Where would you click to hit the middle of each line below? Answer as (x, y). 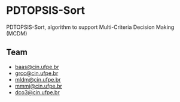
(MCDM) (17, 33)
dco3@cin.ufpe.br (37, 92)
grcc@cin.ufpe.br (36, 73)
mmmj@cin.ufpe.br (39, 86)
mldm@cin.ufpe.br (38, 79)
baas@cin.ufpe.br (37, 67)
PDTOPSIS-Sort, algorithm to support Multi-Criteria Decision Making (90, 27)
